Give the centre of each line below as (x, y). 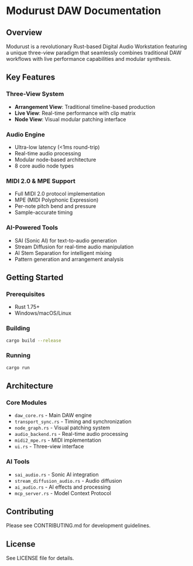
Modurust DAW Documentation (84, 11)
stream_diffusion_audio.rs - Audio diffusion (68, 480)
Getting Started (35, 277)
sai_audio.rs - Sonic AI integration (56, 474)
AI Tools (18, 462)
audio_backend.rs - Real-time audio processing (71, 434)
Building (18, 328)
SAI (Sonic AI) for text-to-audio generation (66, 240)
